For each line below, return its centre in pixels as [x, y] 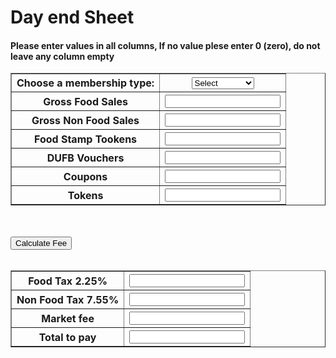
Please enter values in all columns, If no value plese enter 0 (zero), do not [165, 45]
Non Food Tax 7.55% [68, 299]
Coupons [85, 176]
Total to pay [67, 337]
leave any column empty [62, 56]
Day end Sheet [72, 17]
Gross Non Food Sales [85, 120]
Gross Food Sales [85, 101]
